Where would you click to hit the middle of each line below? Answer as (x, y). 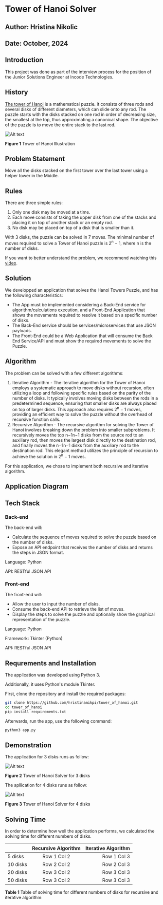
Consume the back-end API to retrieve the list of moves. (68, 609)
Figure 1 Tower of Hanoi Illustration (40, 143)
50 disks (18, 880)
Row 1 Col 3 (116, 857)
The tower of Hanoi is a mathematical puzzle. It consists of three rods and (79, 104)
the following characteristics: (34, 295)
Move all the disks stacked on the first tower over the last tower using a (76, 170)
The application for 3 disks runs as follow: (47, 757)
